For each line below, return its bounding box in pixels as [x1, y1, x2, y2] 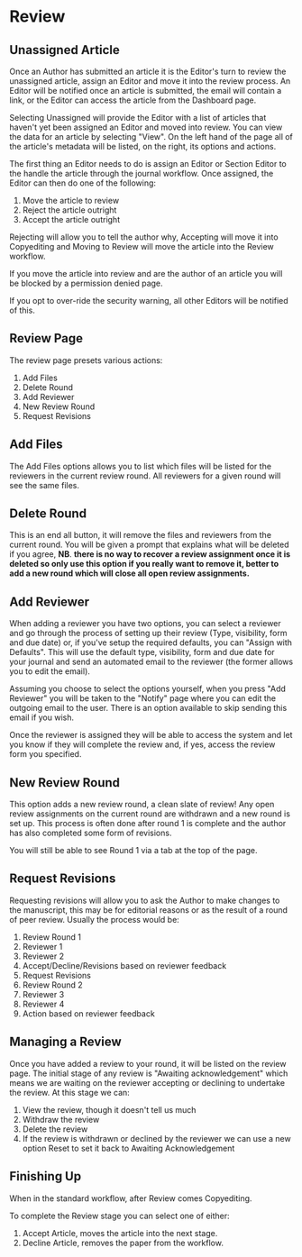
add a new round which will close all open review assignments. [9, 568, 250, 578]
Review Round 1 [22, 931, 82, 943]
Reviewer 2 [22, 951, 65, 961]
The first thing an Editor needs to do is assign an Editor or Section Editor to [9, 159, 287, 169]
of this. [9, 305, 36, 315]
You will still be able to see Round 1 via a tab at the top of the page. [9, 845, 258, 856]
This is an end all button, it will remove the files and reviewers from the [9, 530, 272, 541]
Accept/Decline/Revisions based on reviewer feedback [22, 960, 227, 970]
